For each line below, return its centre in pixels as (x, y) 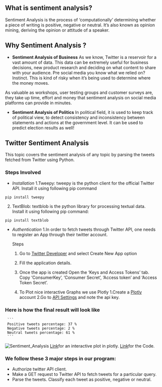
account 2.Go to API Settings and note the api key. (69, 297)
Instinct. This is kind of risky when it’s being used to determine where (81, 78)
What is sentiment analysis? (49, 8)
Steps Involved (23, 172)
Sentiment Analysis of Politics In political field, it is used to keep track (83, 112)
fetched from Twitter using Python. (40, 160)
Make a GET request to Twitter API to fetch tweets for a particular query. (84, 374)
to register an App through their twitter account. (60, 234)
